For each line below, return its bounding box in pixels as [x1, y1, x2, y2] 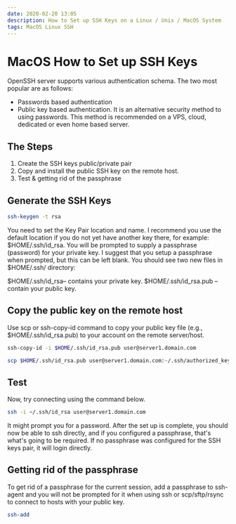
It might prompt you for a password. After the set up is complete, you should [7, 421, 228, 430]
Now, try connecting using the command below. [7, 395, 145, 404]
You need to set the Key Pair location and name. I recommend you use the [7, 225, 222, 234]
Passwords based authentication [17, 98, 112, 106]
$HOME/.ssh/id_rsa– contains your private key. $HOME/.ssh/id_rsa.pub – [7, 277, 218, 285]
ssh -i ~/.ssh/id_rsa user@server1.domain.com [7, 409, 146, 416]
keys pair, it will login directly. [7, 444, 93, 452]
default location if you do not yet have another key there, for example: [7, 233, 209, 242]
